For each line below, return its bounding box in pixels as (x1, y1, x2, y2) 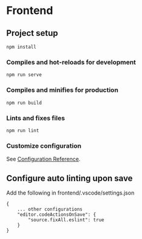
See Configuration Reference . (6, 156, 81, 163)
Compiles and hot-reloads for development (6, 58, 137, 66)
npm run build (6, 100, 42, 106)
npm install (6, 44, 36, 50)
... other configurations (17, 206, 83, 212)
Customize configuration (6, 141, 82, 150)
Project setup (6, 28, 59, 38)
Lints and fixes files (6, 114, 66, 122)
